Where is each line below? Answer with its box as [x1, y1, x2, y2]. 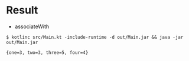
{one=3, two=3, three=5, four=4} [6, 49, 89, 56]
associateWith [14, 23, 50, 30]
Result [6, 4, 38, 17]
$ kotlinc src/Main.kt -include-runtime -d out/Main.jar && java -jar [6, 34, 184, 40]
